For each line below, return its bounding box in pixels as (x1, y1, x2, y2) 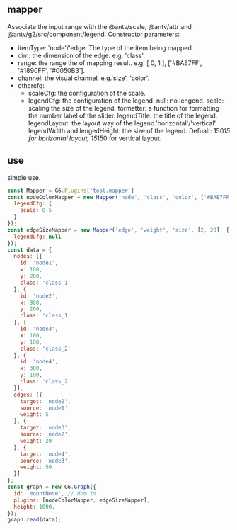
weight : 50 (20, 463, 52, 471)
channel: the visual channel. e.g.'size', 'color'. (17, 74, 150, 82)
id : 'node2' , (20, 292, 59, 300)
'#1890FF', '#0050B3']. (17, 66, 86, 74)
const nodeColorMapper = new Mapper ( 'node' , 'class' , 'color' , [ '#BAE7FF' (7, 193, 233, 201)
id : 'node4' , (20, 359, 59, 366)
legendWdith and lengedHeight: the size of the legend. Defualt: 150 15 (28, 126, 231, 135)
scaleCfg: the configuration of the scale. (28, 89, 146, 97)
